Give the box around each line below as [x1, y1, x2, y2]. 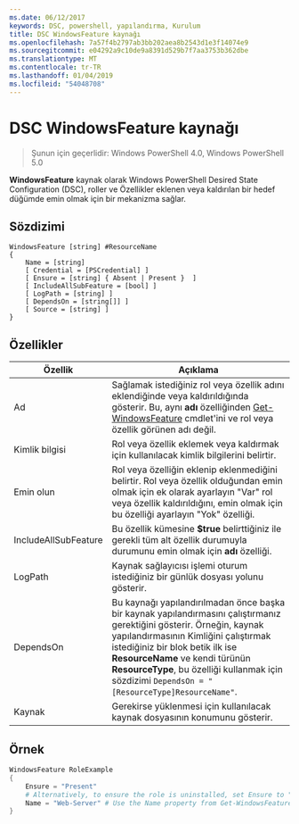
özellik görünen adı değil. [111, 423, 216, 436]
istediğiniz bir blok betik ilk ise [111, 641, 238, 653]
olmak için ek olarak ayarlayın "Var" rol [111, 486, 273, 498]
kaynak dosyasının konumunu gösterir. [111, 712, 273, 724]
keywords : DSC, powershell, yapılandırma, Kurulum [9, 21, 201, 30]
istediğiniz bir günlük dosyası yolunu [111, 570, 264, 583]
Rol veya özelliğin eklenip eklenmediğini [111, 463, 278, 476]
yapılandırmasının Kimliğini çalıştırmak [111, 630, 271, 643]
